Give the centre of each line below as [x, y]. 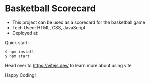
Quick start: [17, 42]
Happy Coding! [21, 75]
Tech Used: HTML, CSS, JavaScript [49, 27]
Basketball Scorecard [50, 9]
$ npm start [17, 56]
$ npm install [20, 52]
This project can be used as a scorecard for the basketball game [79, 22]
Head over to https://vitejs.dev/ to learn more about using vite [68, 65]
